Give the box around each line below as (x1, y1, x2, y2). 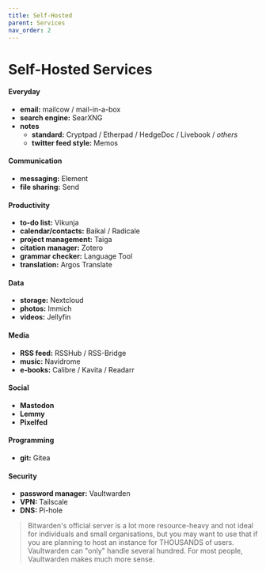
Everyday (8, 87, 41, 96)
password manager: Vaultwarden (19, 489, 131, 498)
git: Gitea (19, 452, 51, 463)
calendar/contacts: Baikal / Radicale (19, 226, 140, 236)
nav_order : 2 (8, 26, 51, 34)
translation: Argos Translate (19, 260, 112, 270)
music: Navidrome (19, 357, 81, 366)
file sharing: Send (19, 182, 80, 191)
